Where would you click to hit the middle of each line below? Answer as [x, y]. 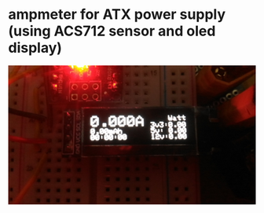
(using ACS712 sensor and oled [112, 31]
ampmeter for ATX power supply [117, 15]
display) [35, 48]
